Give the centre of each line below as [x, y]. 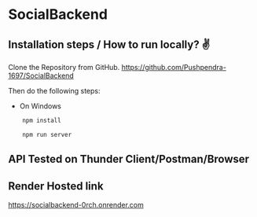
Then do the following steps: [54, 91]
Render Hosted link [56, 186]
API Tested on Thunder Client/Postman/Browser [129, 159]
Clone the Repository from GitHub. [64, 67]
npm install [42, 120]
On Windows [40, 106]
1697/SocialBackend [41, 75]
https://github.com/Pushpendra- [174, 67]
